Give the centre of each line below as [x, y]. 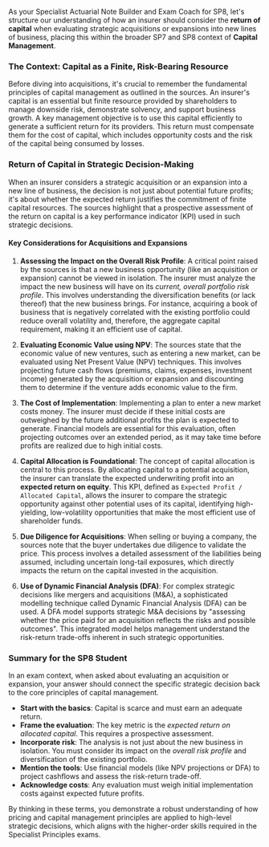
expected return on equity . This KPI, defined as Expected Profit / [131, 487]
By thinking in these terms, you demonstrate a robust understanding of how [133, 809]
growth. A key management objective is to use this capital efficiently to [125, 118]
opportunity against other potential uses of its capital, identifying [127, 503]
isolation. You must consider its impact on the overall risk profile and [133, 751]
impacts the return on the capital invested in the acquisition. [119, 570]
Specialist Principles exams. [55, 835]
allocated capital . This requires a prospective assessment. [117, 734]
